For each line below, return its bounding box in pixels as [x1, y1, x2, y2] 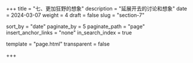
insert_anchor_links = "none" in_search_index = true [6, 29, 132, 36]
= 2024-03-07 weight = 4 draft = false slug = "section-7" [6, 12, 145, 19]
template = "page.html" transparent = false [6, 40, 110, 47]
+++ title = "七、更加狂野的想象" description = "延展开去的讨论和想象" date [6, 5, 188, 12]
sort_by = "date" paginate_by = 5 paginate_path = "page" [6, 23, 145, 30]
